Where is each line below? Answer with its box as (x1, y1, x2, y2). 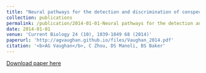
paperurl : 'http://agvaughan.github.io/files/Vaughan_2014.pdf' (6, 37, 174, 43)
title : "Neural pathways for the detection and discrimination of (6, 9, 180, 15)
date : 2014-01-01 (6, 26, 51, 32)
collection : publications (6, 15, 72, 21)
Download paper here (6, 59, 61, 67)
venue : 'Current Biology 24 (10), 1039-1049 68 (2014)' (6, 32, 152, 38)
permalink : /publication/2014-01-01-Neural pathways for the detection (6, 20, 193, 26)
